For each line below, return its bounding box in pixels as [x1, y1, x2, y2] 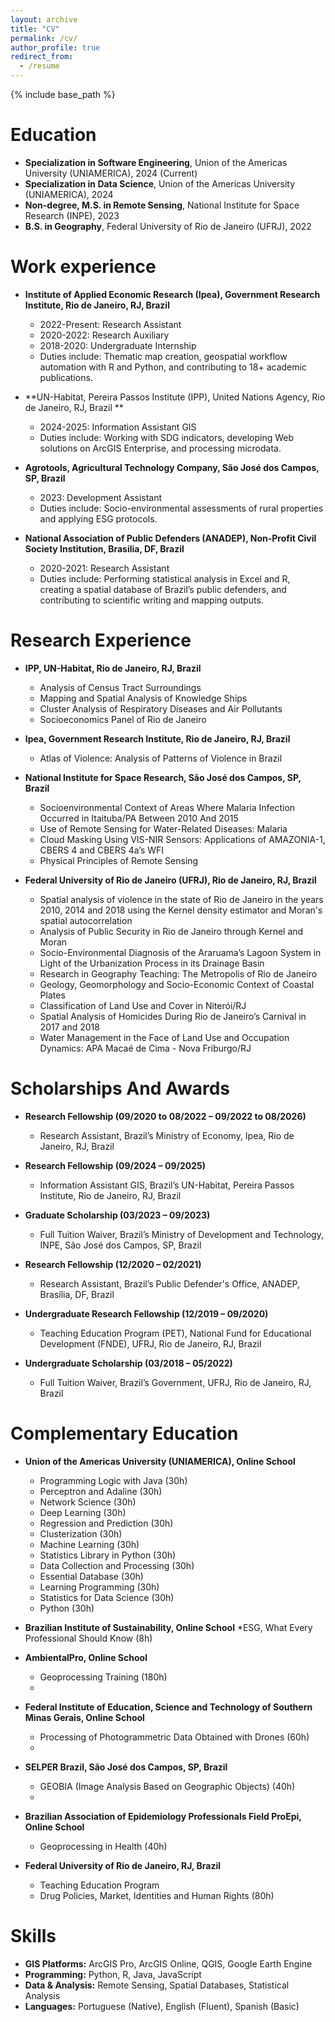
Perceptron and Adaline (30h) [39, 1485, 163, 1497]
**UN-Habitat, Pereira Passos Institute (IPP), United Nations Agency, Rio [24, 391, 326, 403]
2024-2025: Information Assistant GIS [39, 421, 197, 433]
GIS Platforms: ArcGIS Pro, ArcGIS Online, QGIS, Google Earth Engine [24, 1957, 313, 1970]
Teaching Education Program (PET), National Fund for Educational [39, 1327, 312, 1339]
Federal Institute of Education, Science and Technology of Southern [24, 1701, 313, 1713]
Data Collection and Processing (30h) [39, 1559, 195, 1571]
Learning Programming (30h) [39, 1581, 160, 1593]
